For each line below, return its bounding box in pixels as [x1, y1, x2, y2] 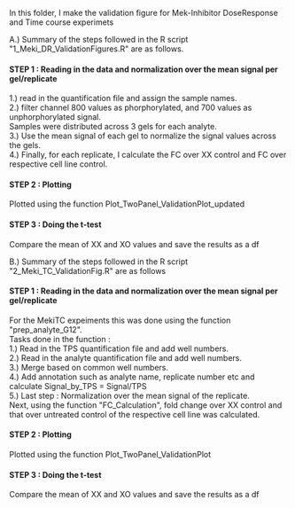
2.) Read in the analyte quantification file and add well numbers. [9, 352, 242, 363]
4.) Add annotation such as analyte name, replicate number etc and [9, 371, 255, 382]
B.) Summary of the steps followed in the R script [9, 256, 189, 267]
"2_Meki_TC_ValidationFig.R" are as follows [9, 265, 167, 276]
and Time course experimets [9, 17, 114, 27]
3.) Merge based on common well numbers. [9, 362, 169, 372]
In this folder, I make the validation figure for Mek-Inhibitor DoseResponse [9, 8, 279, 18]
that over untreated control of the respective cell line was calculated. [9, 409, 260, 419]
